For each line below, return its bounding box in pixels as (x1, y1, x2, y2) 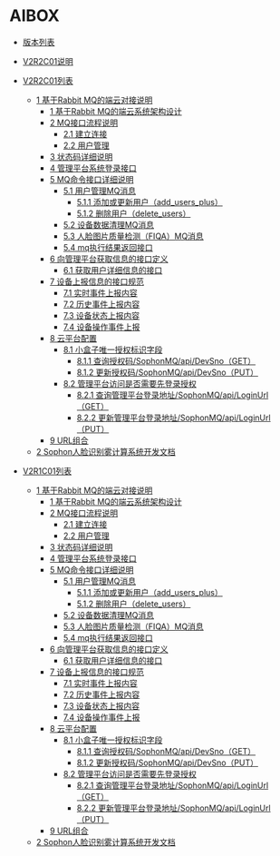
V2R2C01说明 (22, 55, 74, 66)
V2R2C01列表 (22, 74, 74, 86)
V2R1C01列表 (22, 465, 72, 477)
